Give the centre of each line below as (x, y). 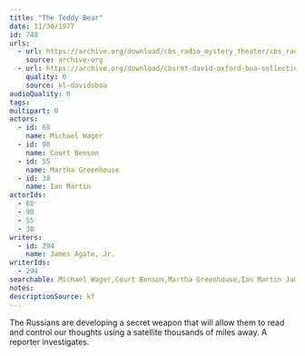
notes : (22, 288)
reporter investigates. (49, 341)
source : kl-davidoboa (66, 85)
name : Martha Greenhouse (73, 170)
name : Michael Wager (64, 136)
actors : (24, 119)
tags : (20, 102)
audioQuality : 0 (40, 94)
